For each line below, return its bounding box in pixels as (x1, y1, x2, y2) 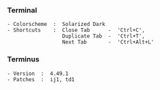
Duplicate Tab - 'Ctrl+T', (62, 33, 146, 40)
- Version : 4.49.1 (7, 70, 69, 77)
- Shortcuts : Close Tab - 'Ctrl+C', (7, 27, 146, 34)
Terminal (7, 5, 38, 15)
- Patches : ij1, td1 (7, 76, 75, 83)
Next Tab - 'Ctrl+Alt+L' (62, 39, 155, 46)
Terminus (7, 55, 40, 64)
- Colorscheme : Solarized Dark (7, 21, 106, 28)
